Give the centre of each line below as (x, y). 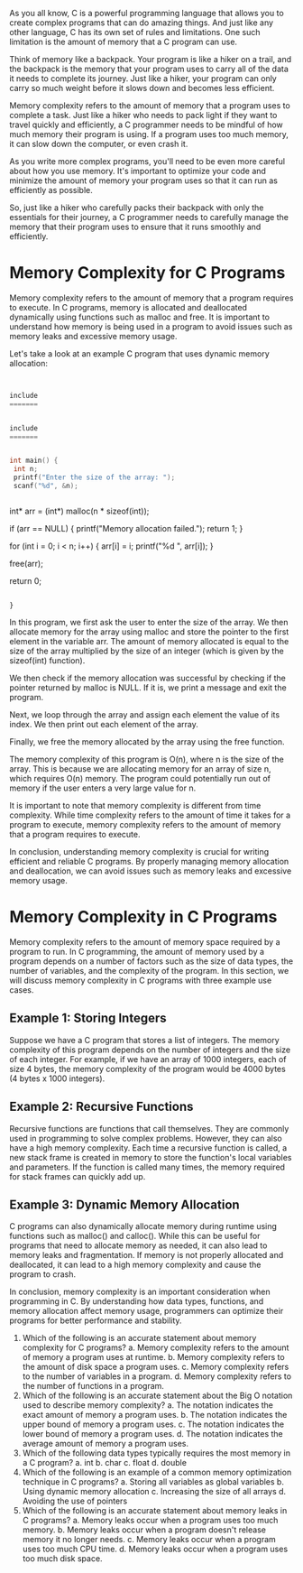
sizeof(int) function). (47, 660)
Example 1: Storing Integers (88, 1018)
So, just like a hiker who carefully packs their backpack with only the (137, 208)
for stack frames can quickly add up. (78, 1176)
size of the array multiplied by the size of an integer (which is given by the (147, 651)
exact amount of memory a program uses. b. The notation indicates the (155, 1415)
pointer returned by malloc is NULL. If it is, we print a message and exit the (148, 687)
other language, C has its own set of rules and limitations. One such (135, 32)
